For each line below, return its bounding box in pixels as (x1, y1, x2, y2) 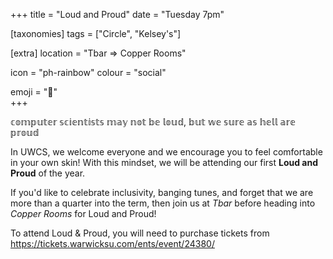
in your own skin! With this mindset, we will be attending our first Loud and (10, 157, 319, 168)
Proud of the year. (10, 167, 86, 179)
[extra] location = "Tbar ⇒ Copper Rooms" (10, 47, 187, 59)
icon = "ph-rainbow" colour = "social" (10, 67, 167, 78)
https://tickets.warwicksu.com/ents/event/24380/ (10, 238, 215, 249)
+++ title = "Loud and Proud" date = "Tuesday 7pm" (10, 9, 225, 20)
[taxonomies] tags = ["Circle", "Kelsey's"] (10, 28, 182, 39)
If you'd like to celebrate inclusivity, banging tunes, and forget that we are (10, 187, 314, 198)
